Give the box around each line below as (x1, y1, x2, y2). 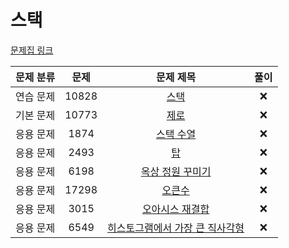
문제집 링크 (10, 44, 54, 56)
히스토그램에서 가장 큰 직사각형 (107, 221, 245, 235)
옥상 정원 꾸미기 (140, 164, 212, 178)
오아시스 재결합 (141, 202, 210, 216)
